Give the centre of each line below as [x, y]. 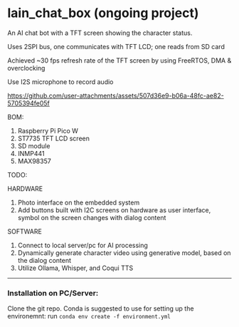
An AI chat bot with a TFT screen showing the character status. [100, 33]
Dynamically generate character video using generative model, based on [124, 253]
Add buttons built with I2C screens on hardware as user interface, [114, 210]
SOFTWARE [25, 231]
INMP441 [31, 153]
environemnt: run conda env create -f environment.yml [89, 316]
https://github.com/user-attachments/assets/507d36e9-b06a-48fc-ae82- [116, 95]
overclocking [26, 68]
